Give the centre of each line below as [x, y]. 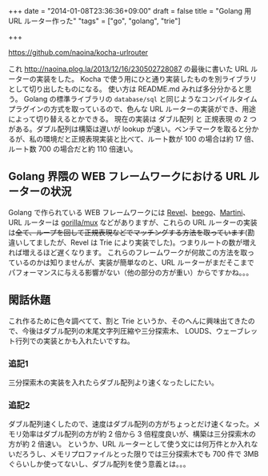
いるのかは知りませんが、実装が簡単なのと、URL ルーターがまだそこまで [134, 262]
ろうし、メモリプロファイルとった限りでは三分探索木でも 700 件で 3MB [140, 454]
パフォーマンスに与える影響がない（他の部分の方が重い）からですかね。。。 [131, 272]
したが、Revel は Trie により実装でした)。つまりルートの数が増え [150, 242]
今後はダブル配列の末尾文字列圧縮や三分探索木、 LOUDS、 [119, 330]
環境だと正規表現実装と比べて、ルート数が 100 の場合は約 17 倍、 [150, 139]
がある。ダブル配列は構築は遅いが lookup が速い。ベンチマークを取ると [127, 129]
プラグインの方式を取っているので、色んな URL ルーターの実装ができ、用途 [132, 109]
